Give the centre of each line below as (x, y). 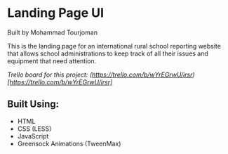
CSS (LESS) (34, 129)
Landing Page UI (55, 13)
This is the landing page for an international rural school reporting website (114, 46)
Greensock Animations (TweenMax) (69, 143)
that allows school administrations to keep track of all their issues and (108, 53)
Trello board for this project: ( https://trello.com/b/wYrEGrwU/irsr (100, 75)
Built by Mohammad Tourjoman (53, 32)
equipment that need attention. (52, 60)
